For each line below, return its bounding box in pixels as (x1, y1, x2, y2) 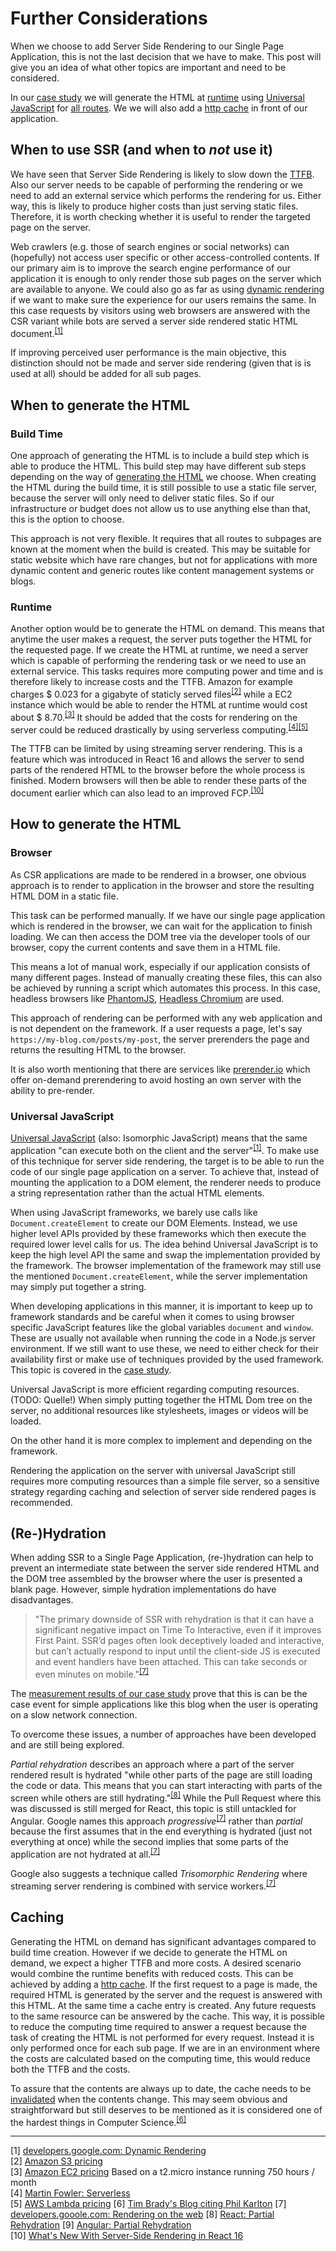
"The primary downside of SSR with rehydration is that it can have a (34, 1613, 315, 1626)
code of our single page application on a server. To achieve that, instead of (10, 1165, 320, 1177)
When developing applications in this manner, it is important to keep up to (10, 1300, 313, 1312)
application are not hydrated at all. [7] (10, 1847, 161, 1861)
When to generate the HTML (10, 397, 190, 414)
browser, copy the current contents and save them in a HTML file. (10, 941, 281, 953)
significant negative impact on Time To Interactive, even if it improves (34, 1624, 322, 1636)
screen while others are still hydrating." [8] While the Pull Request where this (10, 1790, 322, 1804)
